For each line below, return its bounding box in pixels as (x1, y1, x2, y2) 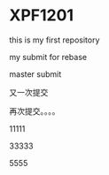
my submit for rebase (9, 51, 87, 62)
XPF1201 (9, 5, 74, 26)
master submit (9, 68, 62, 80)
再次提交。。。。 (9, 105, 60, 116)
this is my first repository (9, 34, 100, 45)
